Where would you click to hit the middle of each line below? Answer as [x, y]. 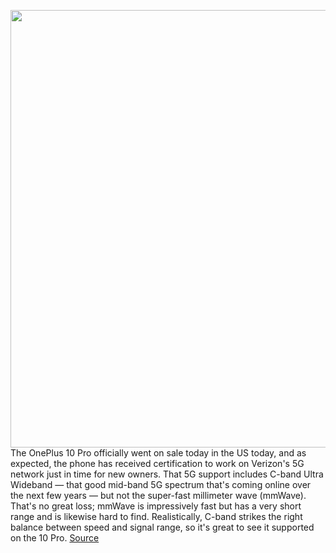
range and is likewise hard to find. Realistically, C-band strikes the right [156, 516]
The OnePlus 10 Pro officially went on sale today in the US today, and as [158, 453]
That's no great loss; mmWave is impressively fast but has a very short [156, 506]
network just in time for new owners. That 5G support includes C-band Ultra [167, 474]
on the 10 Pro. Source [55, 538]
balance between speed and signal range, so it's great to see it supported [162, 527]
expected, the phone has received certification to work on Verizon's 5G [157, 463]
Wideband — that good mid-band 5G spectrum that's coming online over [161, 484]
